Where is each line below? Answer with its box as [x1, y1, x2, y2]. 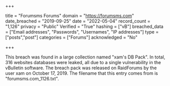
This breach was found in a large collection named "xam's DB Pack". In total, [5, 54, 165, 60]
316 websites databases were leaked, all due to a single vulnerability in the [5, 60, 161, 65]
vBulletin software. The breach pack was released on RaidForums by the [5, 65, 157, 71]
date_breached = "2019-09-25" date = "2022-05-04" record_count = [5, 18, 151, 24]
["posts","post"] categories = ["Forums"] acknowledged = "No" [5, 34, 138, 40]
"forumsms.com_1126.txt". [5, 76, 59, 81]
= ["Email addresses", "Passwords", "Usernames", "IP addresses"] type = [5, 29, 159, 35]
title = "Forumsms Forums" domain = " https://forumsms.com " [5, 13, 134, 18]
